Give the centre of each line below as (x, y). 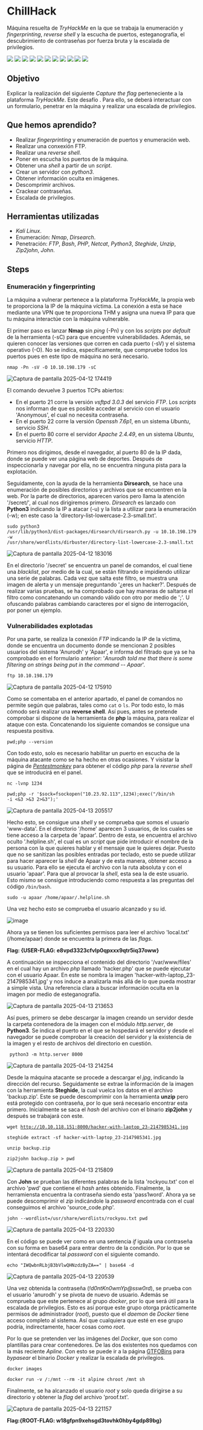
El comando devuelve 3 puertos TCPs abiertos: (66, 391)
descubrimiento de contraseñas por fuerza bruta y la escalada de (88, 41)
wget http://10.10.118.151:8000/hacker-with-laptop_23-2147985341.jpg (98, 1127)
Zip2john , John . (35, 250)
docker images (25, 1369)
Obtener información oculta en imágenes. (67, 178)
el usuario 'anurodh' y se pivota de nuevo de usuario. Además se (88, 1295)
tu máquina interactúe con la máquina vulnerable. (69, 319)
